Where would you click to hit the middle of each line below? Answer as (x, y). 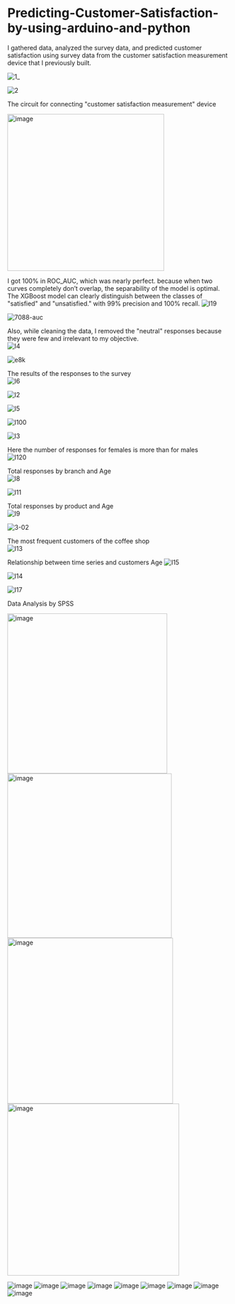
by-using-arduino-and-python (99, 28)
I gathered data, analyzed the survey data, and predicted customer (105, 48)
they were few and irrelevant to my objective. (73, 338)
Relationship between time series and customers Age (85, 562)
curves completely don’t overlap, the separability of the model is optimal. (114, 288)
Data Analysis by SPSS (41, 603)
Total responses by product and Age (61, 506)
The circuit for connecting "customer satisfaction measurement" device (112, 104)
